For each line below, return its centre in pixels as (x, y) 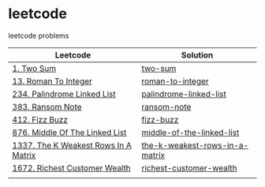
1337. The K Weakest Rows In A (72, 145)
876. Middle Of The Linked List (69, 133)
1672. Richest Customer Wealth (72, 168)
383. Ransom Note (47, 107)
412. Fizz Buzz (40, 119)
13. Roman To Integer (52, 81)
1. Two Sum (34, 68)
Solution (197, 54)
